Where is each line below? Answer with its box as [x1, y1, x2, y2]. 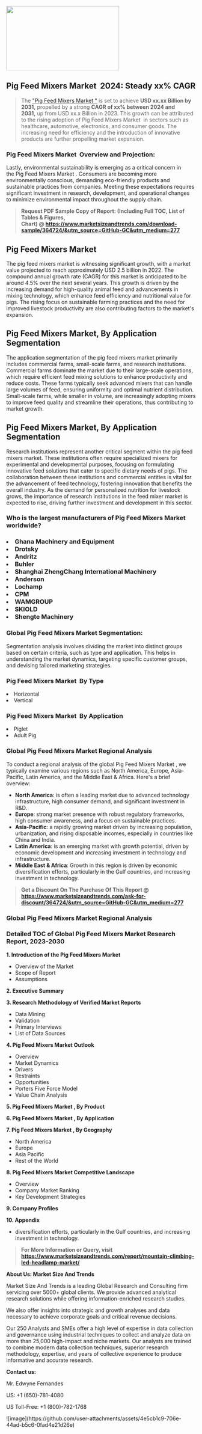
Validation [14, 1017, 40, 1024]
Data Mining [14, 1010, 45, 1017]
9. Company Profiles [6, 1204, 58, 1212]
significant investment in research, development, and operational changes [6, 189, 190, 197]
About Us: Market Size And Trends [6, 1270, 95, 1278]
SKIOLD [14, 605, 38, 613]
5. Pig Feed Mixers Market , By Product [6, 1103, 105, 1110]
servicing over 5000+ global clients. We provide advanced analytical [6, 1288, 176, 1296]
